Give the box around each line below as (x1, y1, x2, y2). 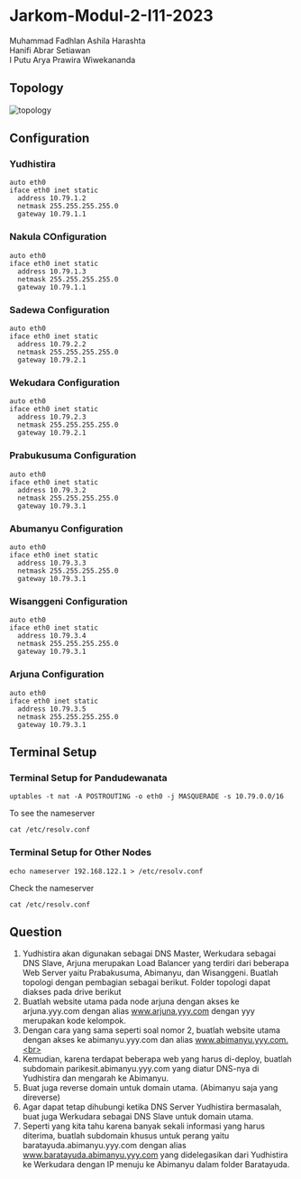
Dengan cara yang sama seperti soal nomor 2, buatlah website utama (22, 1025, 281, 1036)
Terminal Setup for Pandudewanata (9, 771, 169, 784)
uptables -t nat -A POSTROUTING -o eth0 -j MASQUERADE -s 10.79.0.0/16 (9, 792, 284, 801)
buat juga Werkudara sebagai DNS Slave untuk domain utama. (22, 1111, 254, 1122)
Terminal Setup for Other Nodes (9, 846, 151, 859)
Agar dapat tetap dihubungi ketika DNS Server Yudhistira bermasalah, (22, 1101, 282, 1112)
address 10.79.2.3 (17, 412, 87, 422)
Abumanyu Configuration (9, 522, 123, 535)
